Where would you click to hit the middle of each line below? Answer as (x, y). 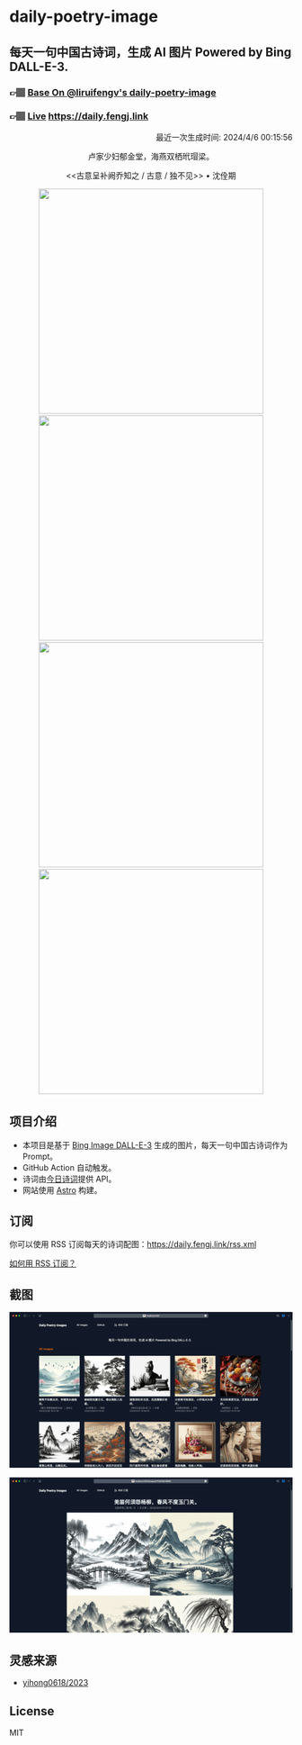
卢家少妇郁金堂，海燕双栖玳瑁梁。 (151, 156)
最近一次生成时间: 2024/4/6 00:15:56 (224, 137)
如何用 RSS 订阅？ (43, 1263)
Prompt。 (40, 1156)
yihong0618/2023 (55, 1683)
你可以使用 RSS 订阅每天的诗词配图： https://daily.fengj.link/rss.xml (133, 1244)
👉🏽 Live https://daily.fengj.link (79, 116)
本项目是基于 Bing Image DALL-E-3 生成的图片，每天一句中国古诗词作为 (155, 1144)
